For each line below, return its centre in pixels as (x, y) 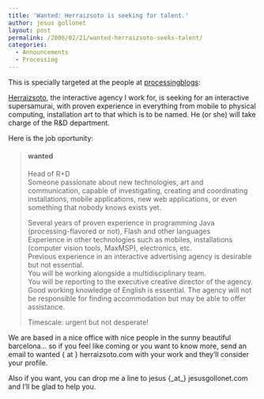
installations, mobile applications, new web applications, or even (132, 199)
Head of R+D (49, 174)
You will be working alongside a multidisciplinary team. (117, 273)
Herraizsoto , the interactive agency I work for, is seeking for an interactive (129, 97)
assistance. (46, 307)
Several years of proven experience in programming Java (121, 223)
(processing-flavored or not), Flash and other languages (119, 231)
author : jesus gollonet (47, 23)
